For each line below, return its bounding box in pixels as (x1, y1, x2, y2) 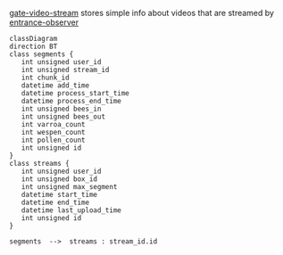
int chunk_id (21, 73, 70, 82)
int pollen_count (21, 136, 87, 144)
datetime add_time (21, 81, 90, 90)
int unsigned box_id (21, 175, 98, 184)
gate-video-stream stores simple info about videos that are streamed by (9, 8, 275, 18)
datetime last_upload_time (21, 206, 122, 215)
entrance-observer (9, 17, 79, 28)
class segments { (9, 50, 74, 59)
